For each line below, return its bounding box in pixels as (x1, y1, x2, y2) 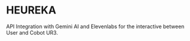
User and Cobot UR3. (6, 29, 58, 36)
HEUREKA (6, 4, 56, 17)
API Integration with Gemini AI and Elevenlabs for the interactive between (6, 23, 185, 30)
